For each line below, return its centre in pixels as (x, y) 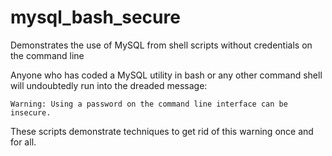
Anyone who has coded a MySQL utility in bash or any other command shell (166, 75)
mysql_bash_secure (95, 17)
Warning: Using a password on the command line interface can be (149, 104)
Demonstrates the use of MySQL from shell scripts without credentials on (161, 45)
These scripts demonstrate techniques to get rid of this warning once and (162, 131)
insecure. (31, 112)
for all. (23, 142)
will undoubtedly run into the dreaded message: (109, 85)
